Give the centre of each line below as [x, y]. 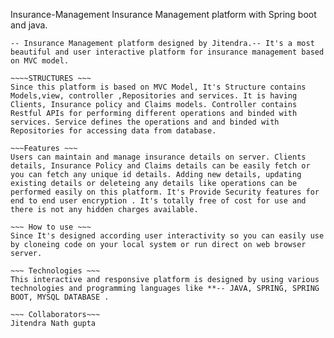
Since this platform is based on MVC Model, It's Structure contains [158, 87]
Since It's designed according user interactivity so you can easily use [167, 236]
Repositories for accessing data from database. [113, 131]
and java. [29, 25]
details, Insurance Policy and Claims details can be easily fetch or [160, 166]
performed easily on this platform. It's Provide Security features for [165, 192]
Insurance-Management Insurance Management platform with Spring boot [163, 14]
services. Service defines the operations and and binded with [145, 122]
